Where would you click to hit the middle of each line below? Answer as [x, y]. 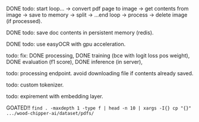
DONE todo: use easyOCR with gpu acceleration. [66, 44]
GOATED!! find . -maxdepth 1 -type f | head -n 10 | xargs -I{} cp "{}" [99, 108]
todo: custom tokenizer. [35, 85]
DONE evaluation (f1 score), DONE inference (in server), [74, 62]
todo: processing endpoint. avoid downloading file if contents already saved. [100, 73]
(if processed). [24, 21]
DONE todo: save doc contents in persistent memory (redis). [80, 33]
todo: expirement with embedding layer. [55, 96]
